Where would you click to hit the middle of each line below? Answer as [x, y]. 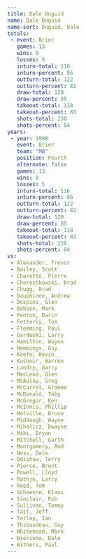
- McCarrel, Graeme [39, 387]
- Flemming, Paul [35, 328]
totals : [19, 33]
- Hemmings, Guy [34, 348]
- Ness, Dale [29, 453]
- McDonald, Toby [35, 394]
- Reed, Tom [28, 486]
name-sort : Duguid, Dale [43, 27]
